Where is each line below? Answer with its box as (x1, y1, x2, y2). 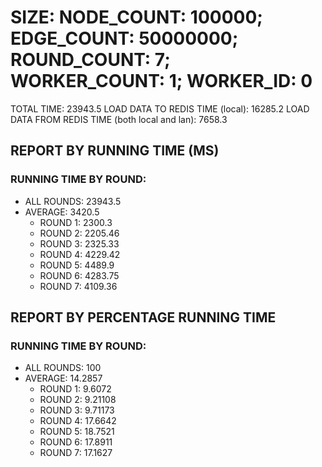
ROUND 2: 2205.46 (39, 227, 120, 239)
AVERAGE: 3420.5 (24, 206, 100, 218)
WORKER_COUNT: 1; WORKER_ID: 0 (10, 70, 313, 93)
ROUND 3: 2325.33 (39, 237, 120, 250)
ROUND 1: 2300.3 (39, 216, 113, 228)
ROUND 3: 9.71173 (39, 404, 115, 416)
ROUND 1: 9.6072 (39, 383, 112, 395)
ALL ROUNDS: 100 (24, 362, 102, 374)
